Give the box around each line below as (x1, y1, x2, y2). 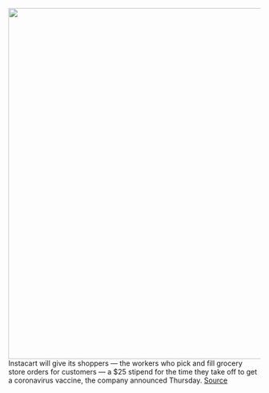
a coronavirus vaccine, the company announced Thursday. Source (8, 375, 228, 385)
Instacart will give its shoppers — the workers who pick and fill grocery (8, 359, 243, 368)
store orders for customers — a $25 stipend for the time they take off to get (8, 367, 258, 376)
